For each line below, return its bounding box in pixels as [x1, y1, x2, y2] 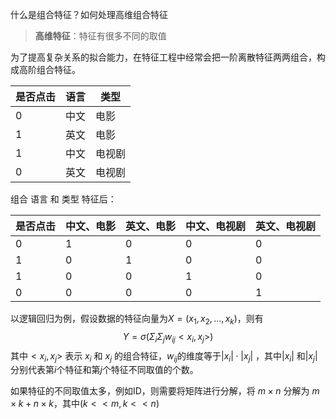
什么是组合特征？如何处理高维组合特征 [10, 9, 168, 20]
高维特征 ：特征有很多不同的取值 [34, 30, 167, 42]
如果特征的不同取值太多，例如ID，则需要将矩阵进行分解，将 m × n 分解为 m [10, 385, 320, 397]
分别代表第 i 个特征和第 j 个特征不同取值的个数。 [10, 364, 199, 376]
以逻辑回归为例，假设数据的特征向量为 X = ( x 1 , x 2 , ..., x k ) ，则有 [10, 313, 264, 327]
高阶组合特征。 [18, 64, 81, 75]
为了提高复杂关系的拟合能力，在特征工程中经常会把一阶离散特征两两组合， [10, 51, 317, 63]
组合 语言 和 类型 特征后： [10, 193, 117, 205]
